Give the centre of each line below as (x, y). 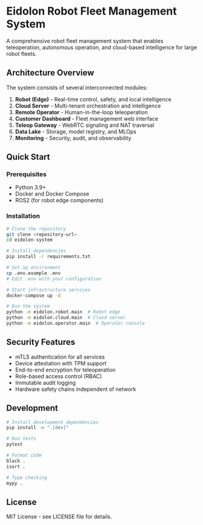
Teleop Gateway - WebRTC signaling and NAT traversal (85, 125)
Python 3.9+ (31, 188)
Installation (23, 216)
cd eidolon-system (29, 240)
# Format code (24, 456)
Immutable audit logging (45, 382)
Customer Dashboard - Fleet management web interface (87, 118)
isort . (16, 466)
